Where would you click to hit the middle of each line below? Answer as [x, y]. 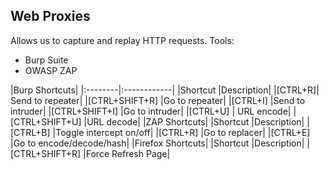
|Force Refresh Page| [127, 153]
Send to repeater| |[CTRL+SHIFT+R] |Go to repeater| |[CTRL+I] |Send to [158, 100]
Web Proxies [50, 16]
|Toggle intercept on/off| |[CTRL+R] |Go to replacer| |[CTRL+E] [181, 132]
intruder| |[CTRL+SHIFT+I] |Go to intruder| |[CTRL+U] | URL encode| [151, 111]
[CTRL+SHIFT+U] [46, 121]
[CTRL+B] [30, 132]
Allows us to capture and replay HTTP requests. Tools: [122, 40]
